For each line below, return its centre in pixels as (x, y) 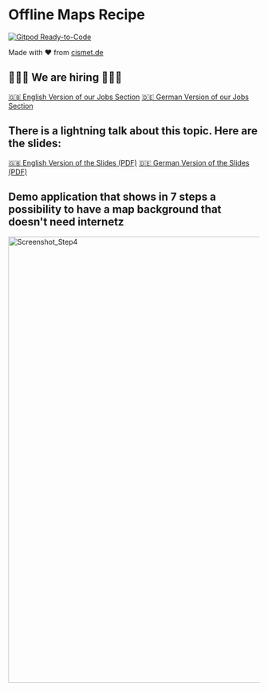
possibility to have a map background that (115, 209)
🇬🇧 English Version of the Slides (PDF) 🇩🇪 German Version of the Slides (129, 162)
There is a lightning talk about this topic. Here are (133, 131)
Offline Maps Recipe (77, 15)
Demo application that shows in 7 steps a (112, 196)
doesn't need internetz (66, 222)
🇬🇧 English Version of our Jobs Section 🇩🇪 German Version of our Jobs (129, 97)
